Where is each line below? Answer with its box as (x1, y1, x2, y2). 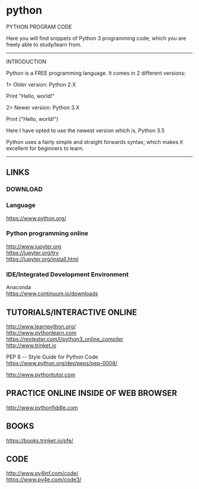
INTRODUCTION (6, 57, 46, 65)
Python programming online (6, 229, 89, 238)
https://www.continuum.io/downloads (6, 290, 98, 297)
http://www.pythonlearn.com (6, 329, 77, 336)
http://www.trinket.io (6, 341, 57, 349)
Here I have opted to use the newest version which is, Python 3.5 (6, 127, 165, 134)
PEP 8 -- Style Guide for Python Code (6, 353, 98, 360)
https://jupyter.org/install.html (6, 255, 79, 263)
